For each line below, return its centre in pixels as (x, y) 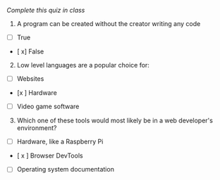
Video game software (48, 107)
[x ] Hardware (37, 93)
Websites (30, 79)
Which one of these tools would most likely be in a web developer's (115, 121)
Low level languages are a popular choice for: (83, 65)
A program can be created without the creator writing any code (109, 24)
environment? (37, 128)
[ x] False (30, 51)
